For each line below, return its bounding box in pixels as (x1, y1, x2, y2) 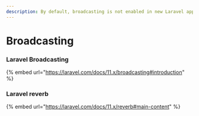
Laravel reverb (6, 90, 49, 98)
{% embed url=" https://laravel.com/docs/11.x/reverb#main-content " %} (6, 103, 181, 110)
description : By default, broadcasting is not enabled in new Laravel (6, 8, 184, 15)
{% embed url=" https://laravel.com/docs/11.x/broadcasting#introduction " (6, 69, 185, 76)
